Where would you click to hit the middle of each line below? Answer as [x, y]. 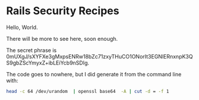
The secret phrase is [31, 50]
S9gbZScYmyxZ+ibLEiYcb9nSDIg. [48, 63]
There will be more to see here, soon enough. [62, 38]
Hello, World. [22, 27]
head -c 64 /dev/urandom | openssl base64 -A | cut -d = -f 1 [88, 91]
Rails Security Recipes [63, 11]
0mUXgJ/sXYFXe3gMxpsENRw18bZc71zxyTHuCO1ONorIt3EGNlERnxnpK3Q [99, 56]
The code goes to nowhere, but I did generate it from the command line [94, 74]
